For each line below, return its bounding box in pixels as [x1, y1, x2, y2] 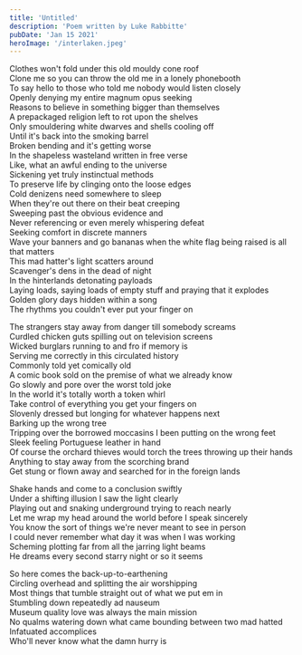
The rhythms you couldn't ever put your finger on [9, 304, 193, 315]
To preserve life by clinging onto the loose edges [9, 178, 192, 190]
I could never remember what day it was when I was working [9, 532, 236, 543]
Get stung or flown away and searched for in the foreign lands [9, 466, 241, 477]
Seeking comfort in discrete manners [9, 227, 147, 238]
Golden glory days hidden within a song [9, 294, 158, 305]
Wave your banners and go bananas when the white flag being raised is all [9, 236, 288, 247]
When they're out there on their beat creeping [9, 198, 181, 209]
